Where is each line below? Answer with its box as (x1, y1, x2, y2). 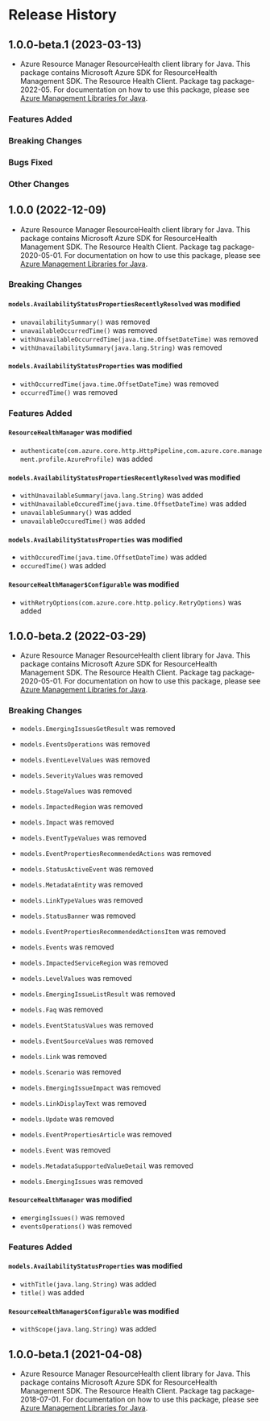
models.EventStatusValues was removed (19, 1020, 155, 1029)
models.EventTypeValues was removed (19, 833, 147, 842)
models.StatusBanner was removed (19, 911, 136, 920)
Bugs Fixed (8, 156, 53, 168)
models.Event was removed (19, 1145, 111, 1154)
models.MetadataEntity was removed (19, 879, 143, 889)
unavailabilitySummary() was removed (19, 317, 151, 326)
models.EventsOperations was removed (19, 739, 151, 749)
